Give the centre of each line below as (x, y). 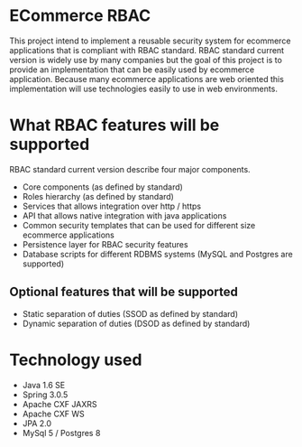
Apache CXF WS (54, 414)
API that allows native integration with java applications (124, 215)
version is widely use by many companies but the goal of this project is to (146, 60)
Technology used (76, 360)
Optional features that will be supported (124, 292)
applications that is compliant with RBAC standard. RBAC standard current (147, 50)
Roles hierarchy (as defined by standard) (98, 196)
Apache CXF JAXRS (59, 404)
